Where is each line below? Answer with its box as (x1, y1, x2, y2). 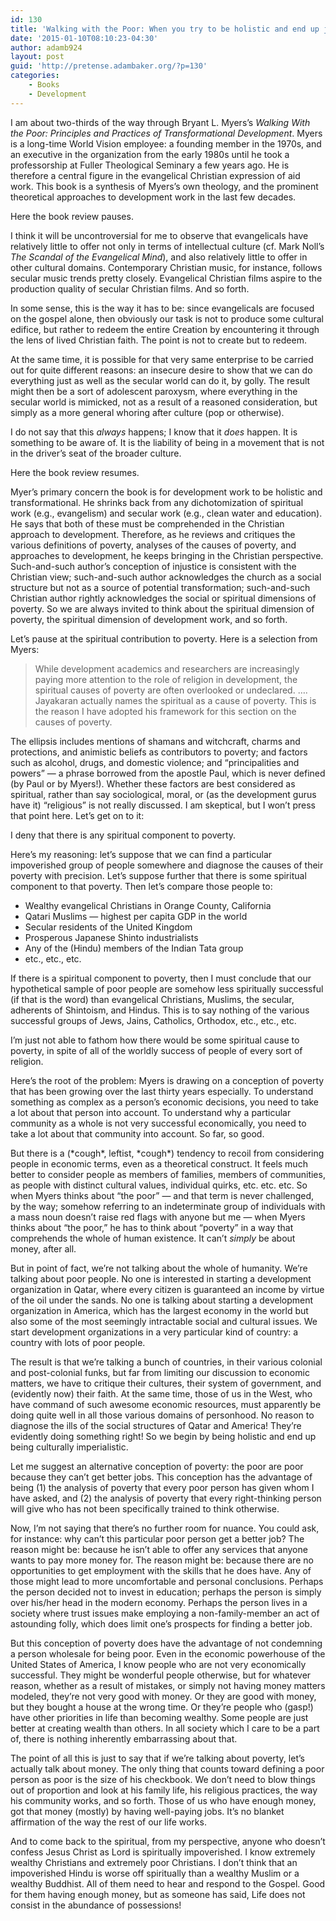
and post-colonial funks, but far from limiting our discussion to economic (10, 1366, 310, 1378)
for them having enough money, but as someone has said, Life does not (10, 1888, 306, 1900)
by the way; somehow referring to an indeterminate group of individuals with (10, 1200, 326, 1212)
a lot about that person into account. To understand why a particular (10, 1106, 292, 1118)
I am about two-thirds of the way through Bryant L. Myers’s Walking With (10, 116, 311, 128)
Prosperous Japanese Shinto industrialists (24, 931, 199, 943)
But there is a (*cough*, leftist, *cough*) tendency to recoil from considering (10, 1147, 325, 1159)
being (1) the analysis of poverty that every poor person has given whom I (10, 1481, 315, 1493)
